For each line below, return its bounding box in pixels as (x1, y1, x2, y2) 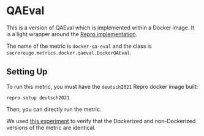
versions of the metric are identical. (6, 124, 96, 131)
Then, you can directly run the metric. (6, 105, 102, 113)
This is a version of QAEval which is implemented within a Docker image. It (6, 24, 195, 31)
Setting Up (6, 67, 48, 77)
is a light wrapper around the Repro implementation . (6, 30, 138, 37)
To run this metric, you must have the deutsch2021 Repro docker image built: (6, 83, 198, 90)
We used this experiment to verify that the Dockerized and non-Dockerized (6, 117, 196, 124)
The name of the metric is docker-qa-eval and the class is (6, 42, 152, 50)
